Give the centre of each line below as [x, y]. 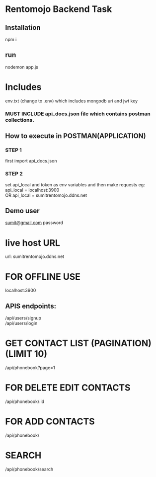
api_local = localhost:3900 [32, 190]
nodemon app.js [22, 67]
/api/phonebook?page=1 [30, 368]
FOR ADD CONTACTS [50, 422]
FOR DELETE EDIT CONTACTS [68, 388]
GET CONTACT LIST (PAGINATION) [78, 343]
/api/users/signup [23, 318]
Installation [23, 28]
